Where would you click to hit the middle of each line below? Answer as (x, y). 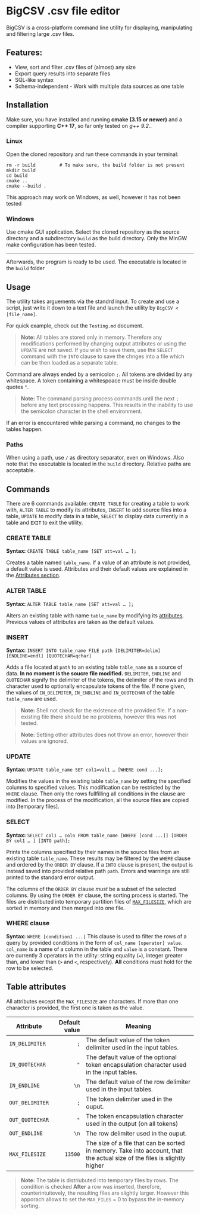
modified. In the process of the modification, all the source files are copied (98, 800)
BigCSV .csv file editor (63, 11)
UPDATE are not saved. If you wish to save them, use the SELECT (97, 350)
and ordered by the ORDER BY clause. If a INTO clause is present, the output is (100, 864)
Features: (24, 53)
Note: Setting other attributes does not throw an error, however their (104, 734)
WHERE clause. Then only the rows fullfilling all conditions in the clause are (96, 794)
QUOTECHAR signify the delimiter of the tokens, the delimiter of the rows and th (100, 680)
